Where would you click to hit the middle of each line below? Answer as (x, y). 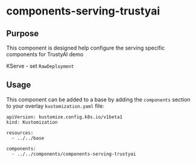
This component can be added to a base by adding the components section (99, 99)
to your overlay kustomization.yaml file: (55, 106)
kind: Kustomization (32, 122)
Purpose (23, 34)
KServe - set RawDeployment (40, 66)
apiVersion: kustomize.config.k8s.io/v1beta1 (64, 117)
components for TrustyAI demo (45, 54)
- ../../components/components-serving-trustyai (74, 154)
